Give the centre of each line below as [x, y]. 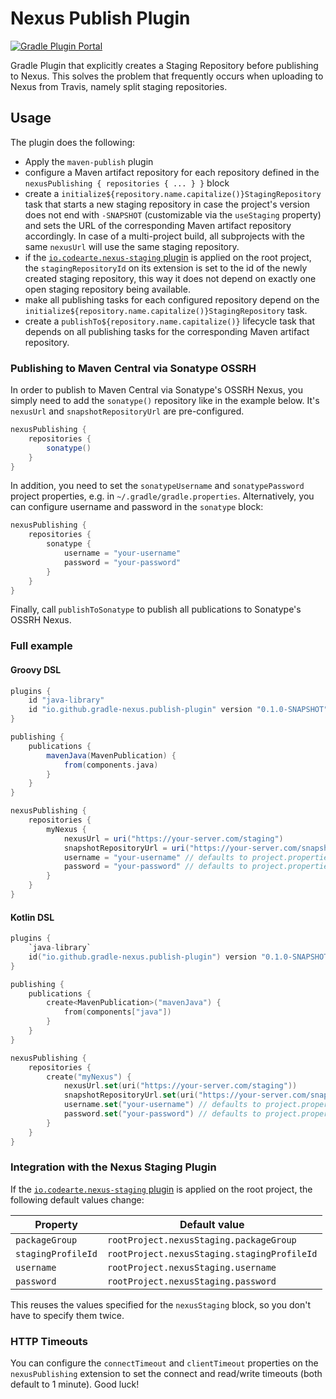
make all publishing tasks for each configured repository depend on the [172, 299]
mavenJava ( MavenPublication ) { [111, 755]
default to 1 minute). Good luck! [75, 1384]
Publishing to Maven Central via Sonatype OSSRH [133, 368]
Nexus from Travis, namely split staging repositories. [119, 86]
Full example [41, 646]
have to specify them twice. [67, 1315]
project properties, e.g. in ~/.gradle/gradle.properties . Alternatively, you [162, 496]
